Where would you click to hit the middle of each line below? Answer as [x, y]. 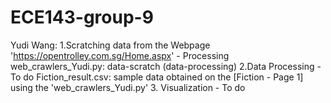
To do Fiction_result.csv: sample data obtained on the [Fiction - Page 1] [157, 77]
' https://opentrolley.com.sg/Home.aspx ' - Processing [120, 55]
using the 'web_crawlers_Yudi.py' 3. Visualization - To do [128, 87]
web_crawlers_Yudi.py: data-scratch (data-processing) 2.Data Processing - [166, 66]
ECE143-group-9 [82, 17]
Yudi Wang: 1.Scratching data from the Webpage [110, 45]
